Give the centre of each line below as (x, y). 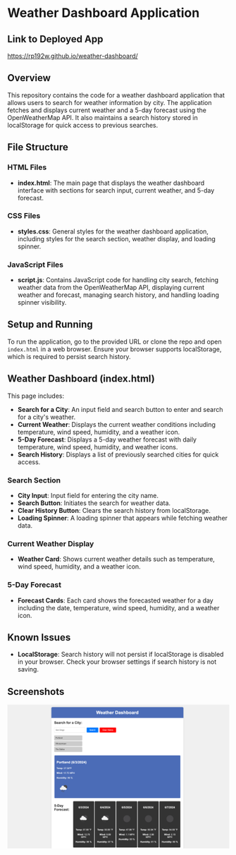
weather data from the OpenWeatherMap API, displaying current (111, 288)
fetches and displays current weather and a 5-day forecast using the (107, 110)
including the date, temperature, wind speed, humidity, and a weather (118, 607)
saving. (28, 669)
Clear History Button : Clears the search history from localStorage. (114, 511)
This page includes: (36, 396)
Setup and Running (50, 325)
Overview (29, 78)
